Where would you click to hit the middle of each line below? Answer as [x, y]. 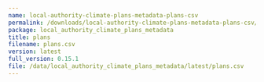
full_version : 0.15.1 [44, 59]
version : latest [35, 52]
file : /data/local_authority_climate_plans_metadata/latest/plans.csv [126, 66]
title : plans [29, 37]
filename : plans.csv [42, 45]
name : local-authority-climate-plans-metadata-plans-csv [103, 15]
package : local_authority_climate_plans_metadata [91, 30]
